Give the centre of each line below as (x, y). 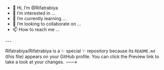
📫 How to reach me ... (36, 29)
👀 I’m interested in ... (34, 13)
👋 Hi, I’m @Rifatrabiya (35, 8)
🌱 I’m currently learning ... (39, 18)
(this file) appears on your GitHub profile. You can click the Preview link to (82, 56)
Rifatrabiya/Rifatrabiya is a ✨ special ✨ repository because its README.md (80, 51)
